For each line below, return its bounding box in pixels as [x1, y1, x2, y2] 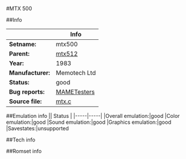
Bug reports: [9, 88, 45, 96]
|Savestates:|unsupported [6, 125, 69, 131]
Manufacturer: [9, 69, 51, 77]
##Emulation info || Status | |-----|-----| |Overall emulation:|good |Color [6, 113, 180, 119]
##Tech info [6, 136, 35, 143]
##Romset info [6, 148, 42, 154]
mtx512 [55, 50, 78, 57]
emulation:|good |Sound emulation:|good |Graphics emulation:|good [6, 119, 172, 126]
